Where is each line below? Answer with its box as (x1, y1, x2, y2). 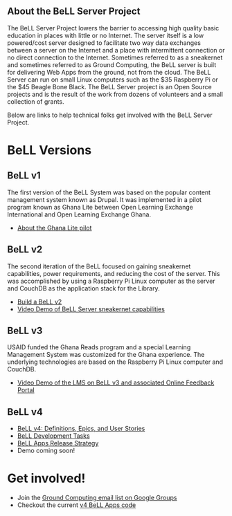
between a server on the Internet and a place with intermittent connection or (7, 46, 225, 54)
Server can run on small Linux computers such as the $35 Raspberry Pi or (7, 75, 218, 84)
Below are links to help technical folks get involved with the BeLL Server (7, 111, 213, 119)
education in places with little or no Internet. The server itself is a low (7, 31, 204, 39)
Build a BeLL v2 (17, 297, 62, 306)
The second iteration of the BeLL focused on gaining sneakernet (7, 262, 191, 270)
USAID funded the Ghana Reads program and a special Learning (7, 343, 191, 351)
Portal (17, 386, 35, 394)
